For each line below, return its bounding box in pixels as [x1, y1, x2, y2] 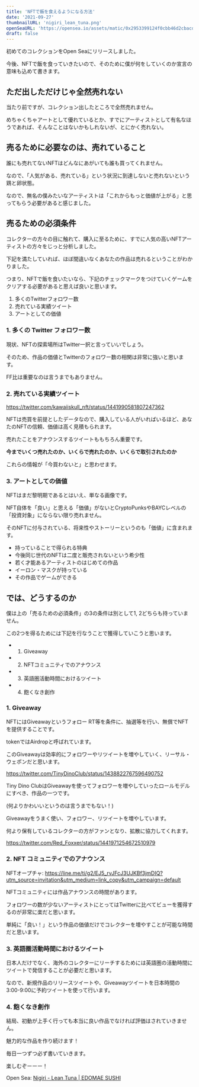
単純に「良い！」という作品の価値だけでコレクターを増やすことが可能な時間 [6, 921, 193, 928]
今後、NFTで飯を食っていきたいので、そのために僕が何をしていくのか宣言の [6, 60, 192, 68]
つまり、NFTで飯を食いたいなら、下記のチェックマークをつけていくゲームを [6, 275, 192, 282]
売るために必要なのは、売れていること [6, 143, 146, 153]
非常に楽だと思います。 [21, 908, 79, 915]
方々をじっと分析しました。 [31, 242, 99, 249]
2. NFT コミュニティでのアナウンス [6, 855, 105, 863]
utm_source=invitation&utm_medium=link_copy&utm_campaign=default [6, 876, 181, 883]
